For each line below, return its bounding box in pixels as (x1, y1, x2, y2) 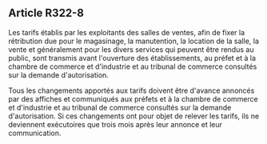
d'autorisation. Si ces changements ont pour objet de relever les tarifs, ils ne (8, 111, 260, 121)
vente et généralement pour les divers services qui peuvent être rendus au (8, 44, 254, 54)
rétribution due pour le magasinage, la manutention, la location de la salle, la (8, 36, 260, 46)
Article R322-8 (8, 6, 84, 20)
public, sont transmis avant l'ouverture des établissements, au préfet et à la (8, 53, 257, 62)
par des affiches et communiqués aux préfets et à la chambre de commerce (8, 94, 258, 103)
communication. (8, 128, 62, 138)
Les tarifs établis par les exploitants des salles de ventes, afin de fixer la (8, 27, 245, 37)
